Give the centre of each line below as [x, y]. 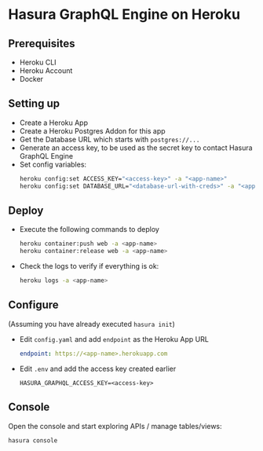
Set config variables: [53, 164]
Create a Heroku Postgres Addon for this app [93, 130]
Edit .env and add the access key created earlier [98, 368]
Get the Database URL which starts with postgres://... [110, 139]
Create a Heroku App [54, 123]
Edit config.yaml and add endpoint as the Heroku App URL [114, 339]
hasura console [33, 440]
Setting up [34, 104]
